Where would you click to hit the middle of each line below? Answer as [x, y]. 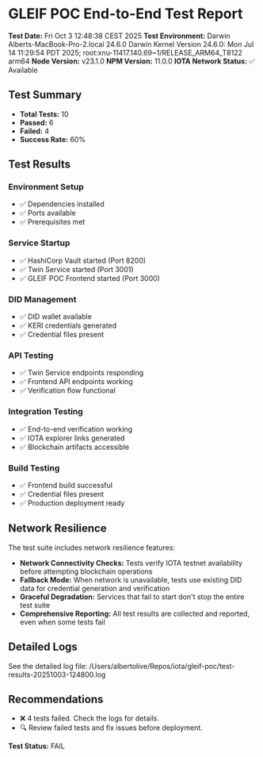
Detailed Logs [43, 647]
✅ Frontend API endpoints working [76, 382]
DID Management [42, 299]
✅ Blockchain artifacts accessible [74, 447]
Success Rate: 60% [52, 139]
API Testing [31, 355]
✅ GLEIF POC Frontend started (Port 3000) [90, 278]
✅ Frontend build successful [66, 485]
